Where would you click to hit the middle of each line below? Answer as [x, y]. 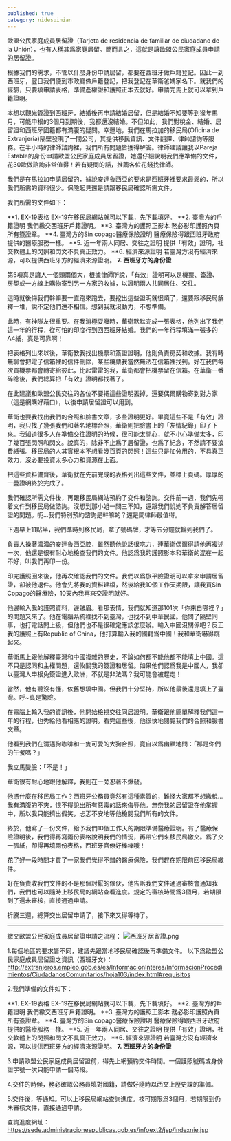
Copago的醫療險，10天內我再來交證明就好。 [70, 593]
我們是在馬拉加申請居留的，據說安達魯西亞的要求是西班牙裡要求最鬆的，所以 [115, 179]
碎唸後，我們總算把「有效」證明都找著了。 [67, 379]
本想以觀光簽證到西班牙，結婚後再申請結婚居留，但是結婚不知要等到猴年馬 [112, 113]
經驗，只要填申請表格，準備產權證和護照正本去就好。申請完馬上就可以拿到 [112, 90]
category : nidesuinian [40, 20]
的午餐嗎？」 [25, 752]
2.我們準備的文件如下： [40, 988]
